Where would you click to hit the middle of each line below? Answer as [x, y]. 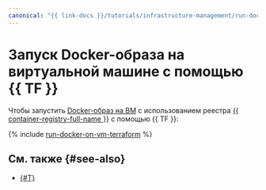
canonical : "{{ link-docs [51, 15]
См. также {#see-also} [67, 159]
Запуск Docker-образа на [96, 54]
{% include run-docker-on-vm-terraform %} [80, 134]
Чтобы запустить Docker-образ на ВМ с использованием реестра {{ [123, 110]
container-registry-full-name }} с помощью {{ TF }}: [93, 119]
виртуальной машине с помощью [126, 71]
